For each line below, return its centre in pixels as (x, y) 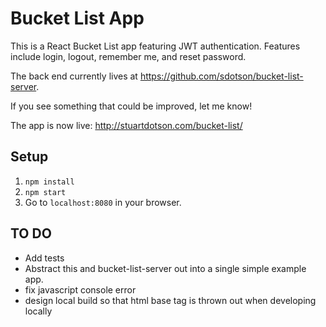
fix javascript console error (80, 289)
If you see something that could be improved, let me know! (131, 106)
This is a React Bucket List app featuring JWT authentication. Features (155, 46)
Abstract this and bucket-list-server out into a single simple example (165, 268)
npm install (49, 182)
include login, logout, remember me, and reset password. (128, 56)
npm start (45, 192)
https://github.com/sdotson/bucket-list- (221, 76)
